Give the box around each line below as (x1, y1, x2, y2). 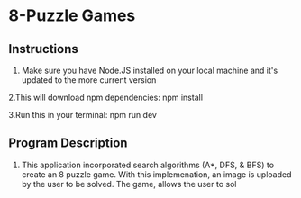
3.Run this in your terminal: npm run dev (8, 110, 157, 120)
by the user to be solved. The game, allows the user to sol (21, 178, 237, 189)
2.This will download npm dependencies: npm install (8, 92, 204, 103)
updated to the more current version (21, 75, 157, 85)
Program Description (8, 136, 128, 151)
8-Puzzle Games (8, 5, 136, 26)
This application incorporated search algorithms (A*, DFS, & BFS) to (21, 159, 275, 170)
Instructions (8, 41, 78, 57)
